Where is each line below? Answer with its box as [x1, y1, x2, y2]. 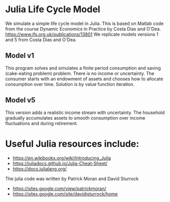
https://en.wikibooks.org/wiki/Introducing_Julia [12, 155, 111, 161]
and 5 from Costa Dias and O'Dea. [5, 37, 77, 43]
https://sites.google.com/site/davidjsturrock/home [12, 191, 118, 197]
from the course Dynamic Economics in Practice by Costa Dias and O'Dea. [5, 25, 161, 32]
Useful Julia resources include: [5, 138, 140, 150]
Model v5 [5, 96, 36, 105]
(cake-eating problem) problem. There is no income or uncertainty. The [5, 70, 155, 76]
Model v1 [5, 51, 35, 60]
